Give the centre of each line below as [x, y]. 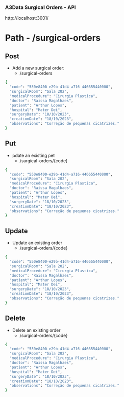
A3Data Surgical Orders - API [40, 7]
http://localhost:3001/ [27, 18]
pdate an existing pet [33, 155]
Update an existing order [37, 243]
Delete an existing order [36, 330]
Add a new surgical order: [38, 68]
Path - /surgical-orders [53, 38]
